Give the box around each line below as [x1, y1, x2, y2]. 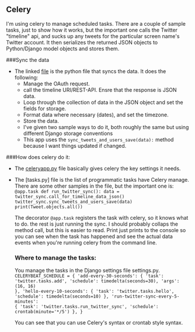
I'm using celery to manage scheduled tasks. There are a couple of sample [6, 20, 186, 27]
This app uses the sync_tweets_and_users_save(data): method [23, 136, 174, 143]
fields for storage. [23, 105, 67, 112]
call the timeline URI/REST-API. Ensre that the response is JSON [23, 86, 177, 93]
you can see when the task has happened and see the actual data [14, 233, 173, 240]
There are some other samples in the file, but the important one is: [14, 182, 174, 189]
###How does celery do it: [6, 153, 70, 160]
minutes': [14, 299, 39, 305]
